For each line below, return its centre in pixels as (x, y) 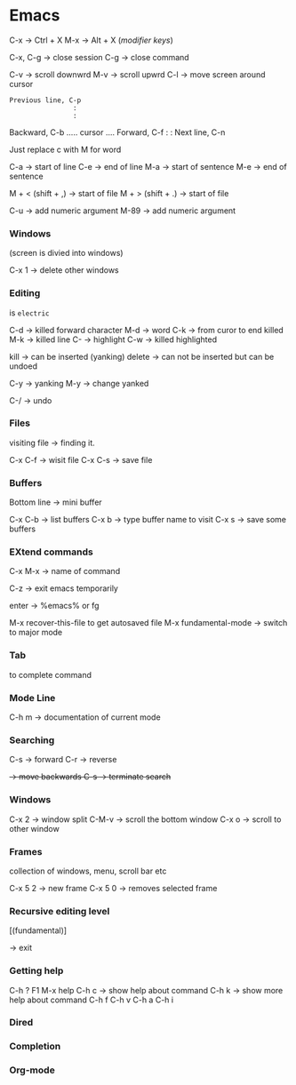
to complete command (50, 674)
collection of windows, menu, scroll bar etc (88, 871)
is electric (29, 313)
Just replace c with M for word (65, 149)
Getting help (36, 971)
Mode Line (32, 698)
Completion (35, 1047)
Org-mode (32, 1070)
